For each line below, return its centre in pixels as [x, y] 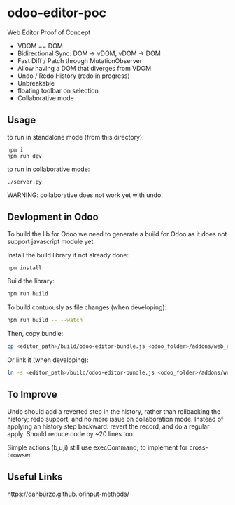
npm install [24, 268]
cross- [199, 447]
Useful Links [35, 477]
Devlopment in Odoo [53, 217]
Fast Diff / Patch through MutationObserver [79, 60]
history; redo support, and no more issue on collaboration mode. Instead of [115, 419]
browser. [20, 454]
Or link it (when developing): [48, 360]
